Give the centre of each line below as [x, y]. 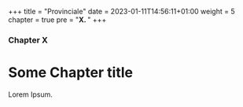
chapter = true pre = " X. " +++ [57, 20]
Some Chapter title [71, 73]
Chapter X [28, 40]
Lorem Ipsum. [31, 94]
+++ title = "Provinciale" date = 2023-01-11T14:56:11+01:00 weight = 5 [121, 11]
